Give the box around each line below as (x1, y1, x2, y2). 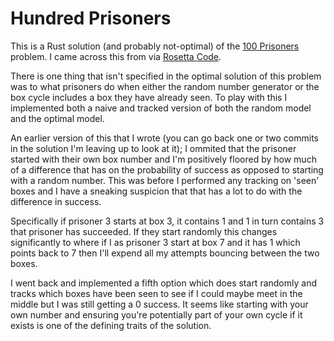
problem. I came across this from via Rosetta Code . (10, 50, 222, 62)
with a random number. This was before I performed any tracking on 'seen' (10, 174, 320, 186)
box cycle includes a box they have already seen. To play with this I (10, 91, 288, 103)
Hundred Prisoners (10, 7, 172, 30)
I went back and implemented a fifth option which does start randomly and (10, 277, 317, 289)
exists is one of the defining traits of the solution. (10, 319, 212, 331)
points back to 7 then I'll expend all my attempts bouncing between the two (10, 247, 320, 259)
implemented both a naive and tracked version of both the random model (10, 102, 312, 114)
